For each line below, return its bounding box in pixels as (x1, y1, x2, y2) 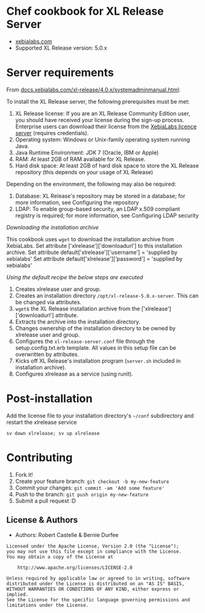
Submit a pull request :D (15, 497, 76, 504)
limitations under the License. (6, 602, 89, 608)
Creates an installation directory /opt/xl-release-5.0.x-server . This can (15, 291, 199, 299)
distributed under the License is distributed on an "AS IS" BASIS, (6, 580, 185, 587)
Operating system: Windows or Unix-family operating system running (15, 136, 190, 143)
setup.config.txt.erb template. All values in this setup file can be (15, 344, 176, 351)
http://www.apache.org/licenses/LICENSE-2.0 (17, 565, 133, 571)
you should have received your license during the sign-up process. (15, 116, 185, 123)
